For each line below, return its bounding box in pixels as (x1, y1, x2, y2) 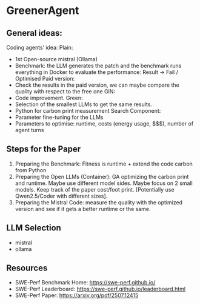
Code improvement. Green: (15, 95, 83, 101)
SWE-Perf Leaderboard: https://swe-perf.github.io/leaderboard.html (15, 286, 186, 293)
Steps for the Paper (6, 144, 81, 155)
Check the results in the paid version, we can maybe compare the (15, 81, 180, 89)
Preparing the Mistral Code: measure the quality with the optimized (15, 198, 183, 206)
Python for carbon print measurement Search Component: (15, 107, 161, 114)
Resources (6, 263, 48, 273)
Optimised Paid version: (15, 75, 75, 82)
